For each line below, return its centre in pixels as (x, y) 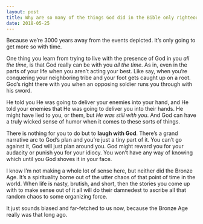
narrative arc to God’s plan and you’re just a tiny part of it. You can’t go (94, 140)
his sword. (19, 91)
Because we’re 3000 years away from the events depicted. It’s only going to (101, 41)
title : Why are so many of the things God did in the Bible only (90, 18)
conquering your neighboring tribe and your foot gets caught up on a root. (99, 78)
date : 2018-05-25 (28, 23)
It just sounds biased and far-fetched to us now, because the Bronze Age (97, 208)
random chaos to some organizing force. (57, 197)
